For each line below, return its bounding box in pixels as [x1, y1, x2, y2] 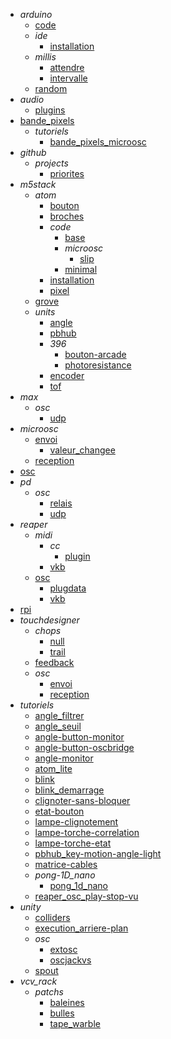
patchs [34, 986, 64, 998]
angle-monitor [34, 752, 94, 764]
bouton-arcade [64, 349, 127, 360]
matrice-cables [34, 859, 98, 870]
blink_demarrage [34, 784, 105, 796]
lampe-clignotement [34, 816, 119, 828]
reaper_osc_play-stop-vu [34, 890, 139, 902]
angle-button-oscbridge [34, 742, 135, 753]
